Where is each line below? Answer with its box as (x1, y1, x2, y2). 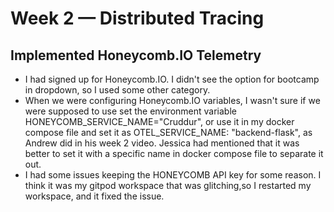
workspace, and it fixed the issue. (24, 190, 165, 202)
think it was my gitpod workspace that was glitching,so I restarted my (24, 180, 312, 191)
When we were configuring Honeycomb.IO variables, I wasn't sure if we (24, 95, 321, 106)
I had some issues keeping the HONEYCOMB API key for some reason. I (24, 169, 322, 181)
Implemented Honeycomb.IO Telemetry (10, 47, 262, 64)
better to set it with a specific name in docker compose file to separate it (24, 148, 324, 159)
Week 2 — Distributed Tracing (10, 7, 265, 30)
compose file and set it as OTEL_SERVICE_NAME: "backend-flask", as (24, 127, 313, 138)
